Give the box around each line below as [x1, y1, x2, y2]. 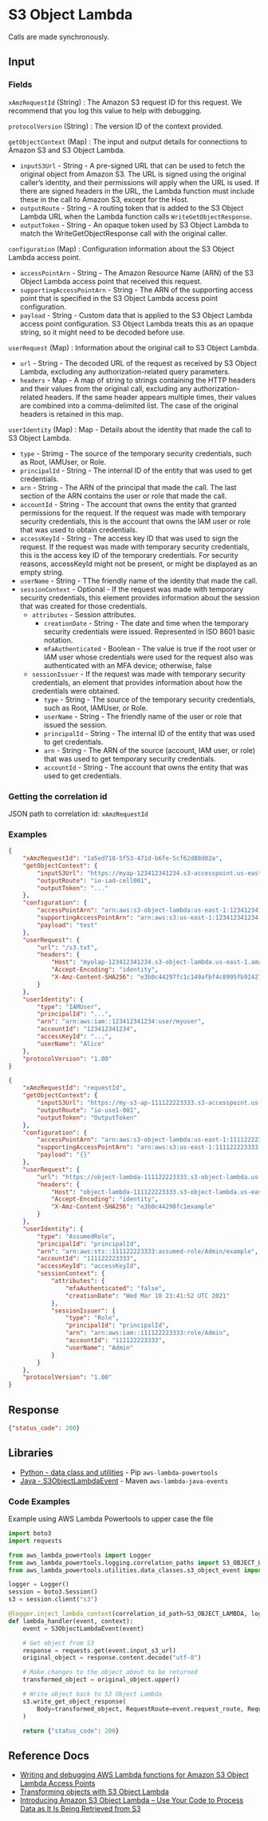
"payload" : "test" [37, 920, 98, 929]
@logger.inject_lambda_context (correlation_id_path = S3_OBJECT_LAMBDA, [8, 1610, 248, 1618]
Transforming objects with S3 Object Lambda [19, 1787, 169, 1797]
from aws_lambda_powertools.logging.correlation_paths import [8, 1558, 219, 1566]
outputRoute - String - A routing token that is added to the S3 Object [19, 203, 244, 212]
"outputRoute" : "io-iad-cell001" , [37, 877, 152, 885]
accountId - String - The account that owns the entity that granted [19, 499, 237, 509]
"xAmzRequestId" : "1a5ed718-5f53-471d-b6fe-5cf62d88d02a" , [22, 854, 223, 863]
